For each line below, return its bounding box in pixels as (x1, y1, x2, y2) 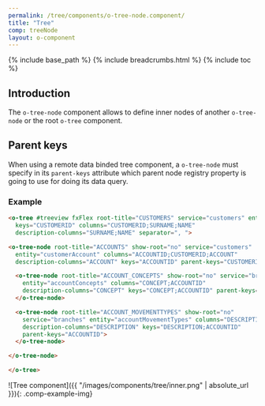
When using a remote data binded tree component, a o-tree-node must (8, 160, 239, 169)
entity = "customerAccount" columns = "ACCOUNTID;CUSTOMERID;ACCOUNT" (15, 250, 238, 258)
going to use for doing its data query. (8, 176, 129, 186)
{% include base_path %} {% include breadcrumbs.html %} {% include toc (8, 55, 252, 65)
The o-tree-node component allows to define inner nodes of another (8, 107, 230, 117)
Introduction (8, 86, 71, 100)
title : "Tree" (8, 19, 55, 27)
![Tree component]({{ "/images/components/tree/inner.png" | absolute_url (8, 381, 249, 390)
